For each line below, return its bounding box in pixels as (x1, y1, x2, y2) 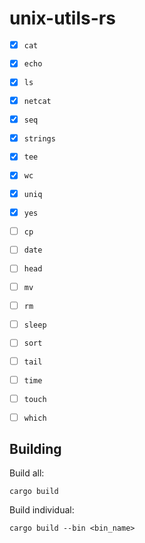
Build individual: (9, 504, 75, 516)
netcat (23, 97, 52, 107)
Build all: (9, 467, 45, 479)
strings (23, 133, 56, 144)
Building (9, 441, 62, 458)
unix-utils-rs (9, 7, 116, 30)
